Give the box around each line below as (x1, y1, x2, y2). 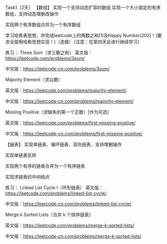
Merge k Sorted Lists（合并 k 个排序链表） (5, 211, 94, 218)
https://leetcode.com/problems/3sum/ (5, 55, 85, 61)
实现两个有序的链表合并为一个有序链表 (5, 163, 85, 169)
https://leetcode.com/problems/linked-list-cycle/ (5, 190, 107, 196)
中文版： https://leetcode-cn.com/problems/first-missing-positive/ (5, 131, 143, 136)
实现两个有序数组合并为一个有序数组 (5, 22, 81, 27)
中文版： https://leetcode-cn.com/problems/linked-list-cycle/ (5, 201, 132, 207)
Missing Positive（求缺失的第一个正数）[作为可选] (5, 109, 109, 115)
